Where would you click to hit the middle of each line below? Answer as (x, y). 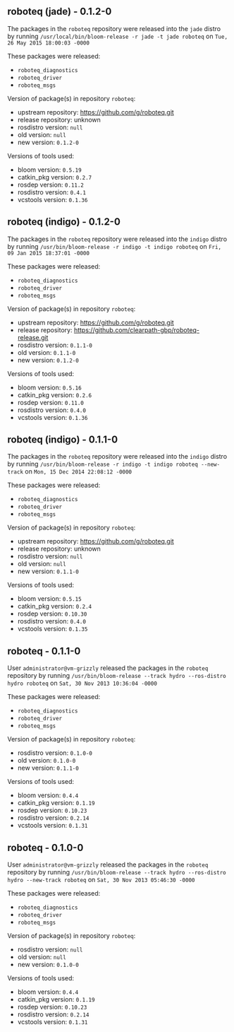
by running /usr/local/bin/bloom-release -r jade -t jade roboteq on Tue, (117, 36)
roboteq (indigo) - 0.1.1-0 (63, 440)
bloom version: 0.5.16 (50, 387)
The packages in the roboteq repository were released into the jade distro (114, 28)
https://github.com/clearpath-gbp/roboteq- (136, 330)
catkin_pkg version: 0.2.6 (55, 394)
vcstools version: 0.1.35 (53, 629)
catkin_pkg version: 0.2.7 (55, 177)
